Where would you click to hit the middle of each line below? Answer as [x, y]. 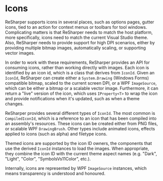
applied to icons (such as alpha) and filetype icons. [56, 134]
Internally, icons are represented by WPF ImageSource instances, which [76, 168]
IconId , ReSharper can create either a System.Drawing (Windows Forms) [77, 78]
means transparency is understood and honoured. [55, 173]
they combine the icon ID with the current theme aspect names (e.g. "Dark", [81, 153]
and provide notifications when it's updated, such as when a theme [72, 98]
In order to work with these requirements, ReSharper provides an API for [77, 62]
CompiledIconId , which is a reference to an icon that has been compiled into [81, 118]
